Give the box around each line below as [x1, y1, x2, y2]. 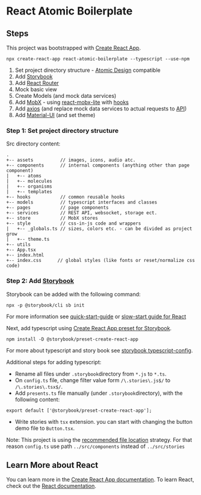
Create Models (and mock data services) [14, 92, 117, 99]
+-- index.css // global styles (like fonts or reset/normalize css [6, 258, 196, 264]
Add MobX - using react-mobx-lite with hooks [14, 98, 129, 106]
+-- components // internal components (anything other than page [6, 162, 190, 168]
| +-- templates [6, 189, 52, 195]
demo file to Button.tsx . [14, 424, 75, 432]
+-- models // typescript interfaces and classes [6, 199, 158, 206]
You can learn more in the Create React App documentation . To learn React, [6, 476, 194, 484]
